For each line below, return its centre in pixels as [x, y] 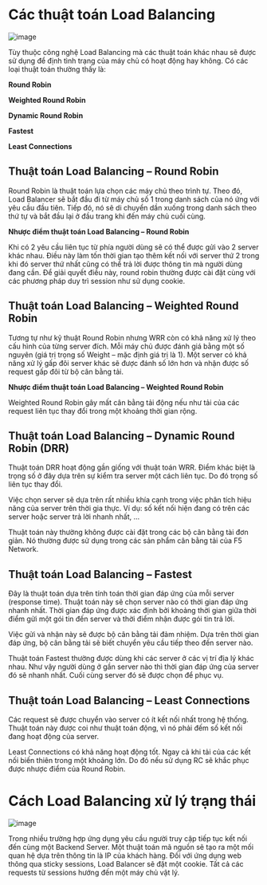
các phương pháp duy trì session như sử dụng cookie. [97, 281]
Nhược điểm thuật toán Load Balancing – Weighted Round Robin [116, 387]
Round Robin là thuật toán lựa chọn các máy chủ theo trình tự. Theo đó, [126, 191]
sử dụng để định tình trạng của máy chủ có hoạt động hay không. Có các [128, 61]
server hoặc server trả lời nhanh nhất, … [74, 517]
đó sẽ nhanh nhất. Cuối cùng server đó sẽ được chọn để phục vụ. [116, 675]
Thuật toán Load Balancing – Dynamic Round [122, 436]
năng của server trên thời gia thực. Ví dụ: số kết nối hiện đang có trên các [129, 509]
